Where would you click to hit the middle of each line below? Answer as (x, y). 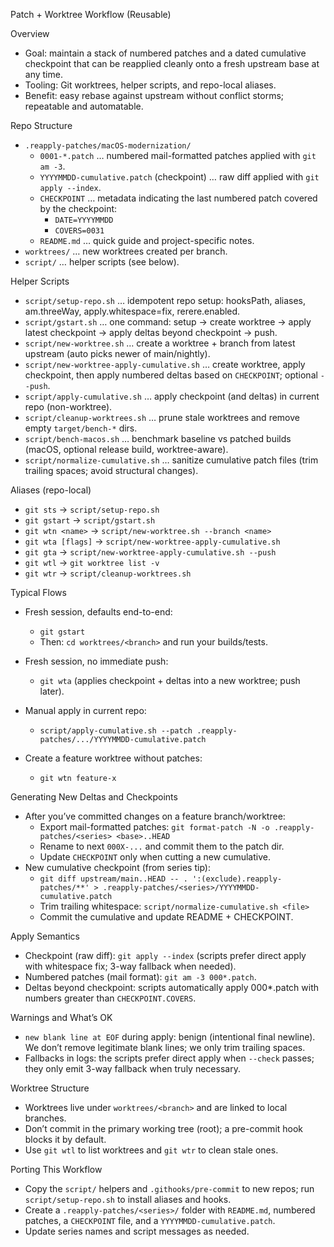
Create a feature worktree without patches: (113, 758)
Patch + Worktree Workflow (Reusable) (91, 14)
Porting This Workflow (56, 1169)
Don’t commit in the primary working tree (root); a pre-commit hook (164, 1128)
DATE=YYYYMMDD (84, 220)
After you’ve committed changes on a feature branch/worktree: (155, 816)
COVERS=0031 (79, 231)
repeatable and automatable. (84, 106)
